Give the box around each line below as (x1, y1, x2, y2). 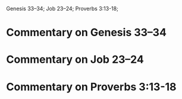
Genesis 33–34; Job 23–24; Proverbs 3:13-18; (6, 5, 119, 12)
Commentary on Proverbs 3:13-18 (6, 80, 177, 94)
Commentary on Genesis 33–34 (6, 26, 167, 39)
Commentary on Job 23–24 (6, 53, 144, 66)
